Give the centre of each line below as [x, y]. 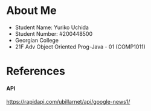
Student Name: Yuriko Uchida [52, 27]
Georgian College [37, 40]
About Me [31, 11]
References [36, 71]
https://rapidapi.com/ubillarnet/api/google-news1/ [68, 102]
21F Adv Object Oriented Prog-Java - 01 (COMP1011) [80, 47]
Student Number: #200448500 [54, 33]
